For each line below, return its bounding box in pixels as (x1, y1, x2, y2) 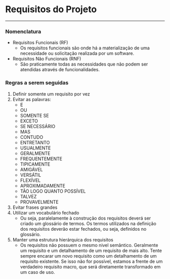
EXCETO (20, 118, 38, 124)
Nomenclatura (5, 28, 41, 35)
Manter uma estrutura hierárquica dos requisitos (12, 236, 114, 242)
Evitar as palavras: (12, 96, 52, 102)
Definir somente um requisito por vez (12, 90, 90, 97)
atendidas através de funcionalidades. (20, 67, 100, 73)
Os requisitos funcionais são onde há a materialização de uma (20, 45, 150, 51)
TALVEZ (20, 193, 37, 199)
